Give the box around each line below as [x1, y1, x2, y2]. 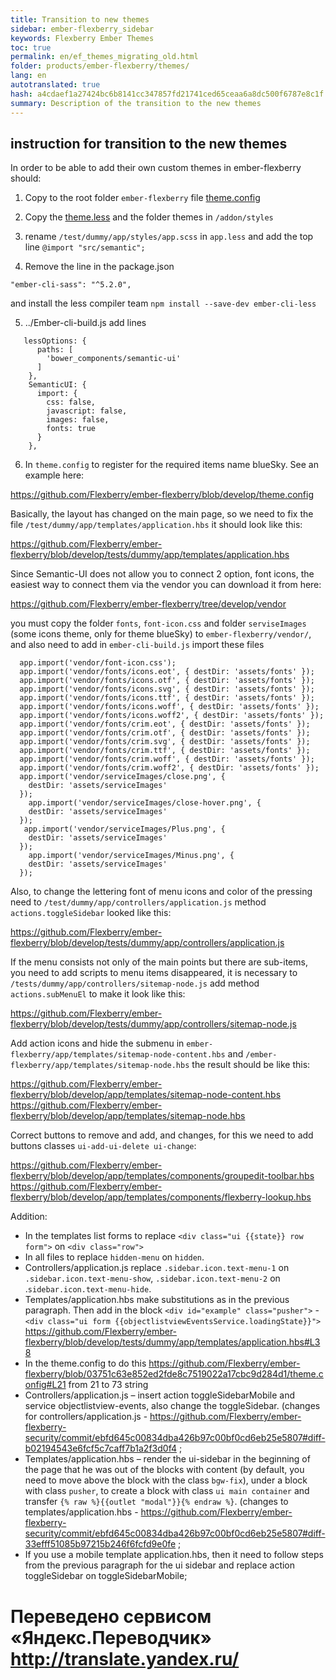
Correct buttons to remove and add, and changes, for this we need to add [10, 1129, 314, 1141]
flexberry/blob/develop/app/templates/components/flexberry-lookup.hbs [10, 1191, 312, 1203]
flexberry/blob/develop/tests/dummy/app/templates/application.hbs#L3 [24, 1336, 321, 1348]
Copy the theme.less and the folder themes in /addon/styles [24, 211, 274, 223]
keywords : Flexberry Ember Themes [10, 33, 155, 43]
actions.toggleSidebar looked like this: [10, 907, 172, 919]
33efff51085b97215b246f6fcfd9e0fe [24, 1538, 177, 1550]
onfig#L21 [24, 1379, 67, 1391]
